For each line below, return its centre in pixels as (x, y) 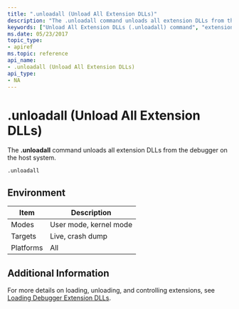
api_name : (22, 61)
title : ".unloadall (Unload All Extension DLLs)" (83, 14)
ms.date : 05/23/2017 (38, 34)
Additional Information (58, 273)
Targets (24, 236)
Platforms (27, 248)
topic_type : (25, 41)
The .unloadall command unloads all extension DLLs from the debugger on (117, 150)
